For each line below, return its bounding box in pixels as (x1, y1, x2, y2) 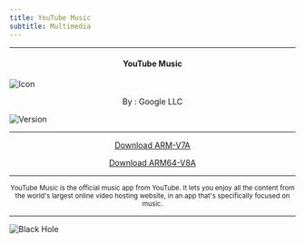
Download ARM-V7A (114, 140, 191, 151)
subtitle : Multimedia (9, 22, 92, 31)
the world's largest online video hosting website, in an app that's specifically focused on (15, 191, 290, 200)
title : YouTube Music (9, 13, 92, 23)
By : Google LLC (122, 96, 183, 107)
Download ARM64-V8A (108, 157, 197, 168)
